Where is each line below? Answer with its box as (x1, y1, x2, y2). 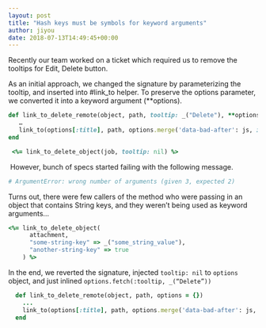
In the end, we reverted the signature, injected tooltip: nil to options (8, 267, 239, 277)
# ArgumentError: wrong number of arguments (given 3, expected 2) (8, 177, 236, 185)
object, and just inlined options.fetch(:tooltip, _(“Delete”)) (8, 276, 212, 285)
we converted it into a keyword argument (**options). (8, 96, 182, 105)
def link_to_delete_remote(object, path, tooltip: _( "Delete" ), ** (8, 112, 236, 120)
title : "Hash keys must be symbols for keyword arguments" (8, 19, 207, 27)
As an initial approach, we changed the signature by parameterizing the (8, 79, 241, 89)
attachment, (28, 231, 69, 239)
